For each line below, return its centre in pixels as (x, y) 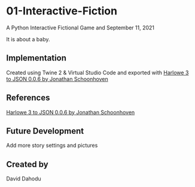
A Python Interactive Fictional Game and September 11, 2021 (80, 28)
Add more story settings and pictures (52, 146)
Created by (28, 164)
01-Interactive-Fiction (62, 11)
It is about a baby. (28, 39)
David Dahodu (24, 179)
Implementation (36, 58)
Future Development (45, 131)
